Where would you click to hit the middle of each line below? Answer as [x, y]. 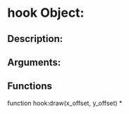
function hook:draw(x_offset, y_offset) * [65, 103]
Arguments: [34, 62]
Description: [35, 39]
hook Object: [46, 13]
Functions [30, 86]
